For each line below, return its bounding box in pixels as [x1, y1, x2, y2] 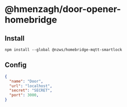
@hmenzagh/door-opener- [5, 3, 121, 15]
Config [5, 61, 27, 69]
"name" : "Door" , [9, 78, 43, 83]
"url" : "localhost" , [9, 83, 52, 88]
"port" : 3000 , [9, 92, 39, 98]
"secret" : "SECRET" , [9, 88, 52, 93]
